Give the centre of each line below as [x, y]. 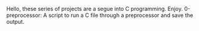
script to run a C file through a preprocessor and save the [121, 15]
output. [15, 22]
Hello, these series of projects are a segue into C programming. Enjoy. [95, 9]
